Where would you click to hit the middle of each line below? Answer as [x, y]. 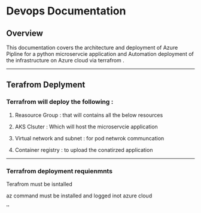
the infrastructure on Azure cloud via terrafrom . [65, 60]
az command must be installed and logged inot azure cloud [79, 196]
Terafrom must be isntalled [39, 184]
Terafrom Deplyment [46, 85]
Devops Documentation [66, 11]
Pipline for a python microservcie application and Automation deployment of [100, 54]
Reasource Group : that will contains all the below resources [89, 115]
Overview [25, 33]
